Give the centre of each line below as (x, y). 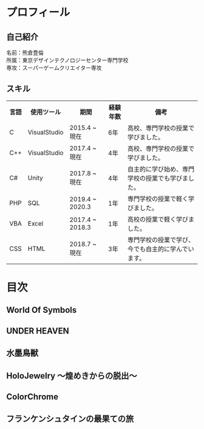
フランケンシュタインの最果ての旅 (70, 419)
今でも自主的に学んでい (161, 249)
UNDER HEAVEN (38, 331)
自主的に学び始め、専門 (161, 169)
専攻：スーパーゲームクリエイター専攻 (54, 68)
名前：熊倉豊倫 (25, 53)
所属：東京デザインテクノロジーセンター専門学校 (67, 60)
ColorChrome (32, 396)
